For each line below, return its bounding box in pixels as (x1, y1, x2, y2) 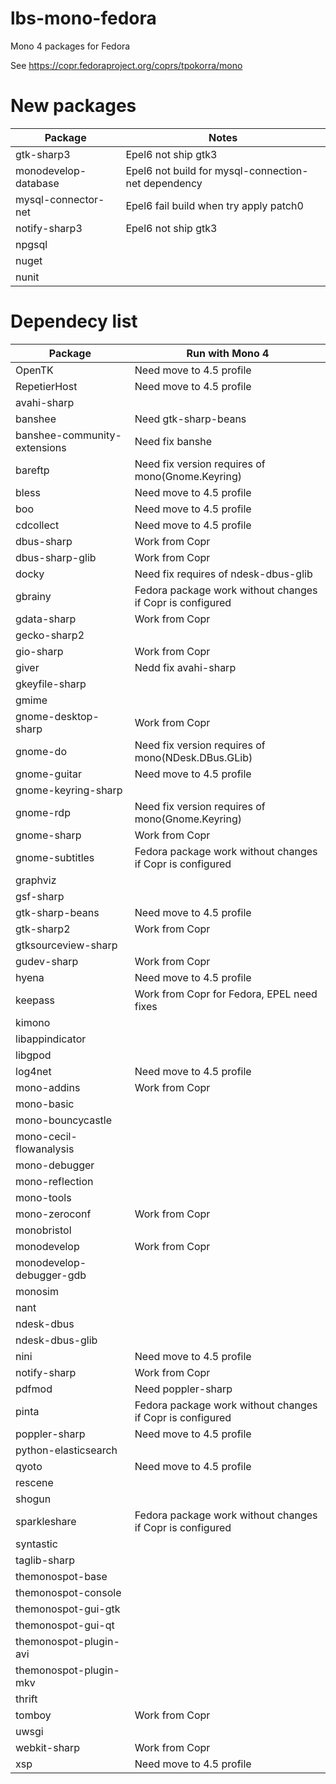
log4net (15, 1064, 52, 1078)
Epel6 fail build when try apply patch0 (125, 198, 304, 212)
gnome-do (15, 744, 67, 758)
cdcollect (15, 518, 60, 532)
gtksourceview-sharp (15, 938, 118, 952)
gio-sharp (15, 644, 64, 658)
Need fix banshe (134, 434, 213, 448)
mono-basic (15, 1097, 75, 1111)
